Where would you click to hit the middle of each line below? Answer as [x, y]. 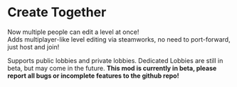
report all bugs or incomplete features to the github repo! [93, 76]
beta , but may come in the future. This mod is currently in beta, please [112, 68]
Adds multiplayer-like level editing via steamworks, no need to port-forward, [119, 39]
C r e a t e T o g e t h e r [57, 12]
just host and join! [33, 47]
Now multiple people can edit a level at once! [73, 32]
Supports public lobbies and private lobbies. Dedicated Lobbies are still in [115, 60]
